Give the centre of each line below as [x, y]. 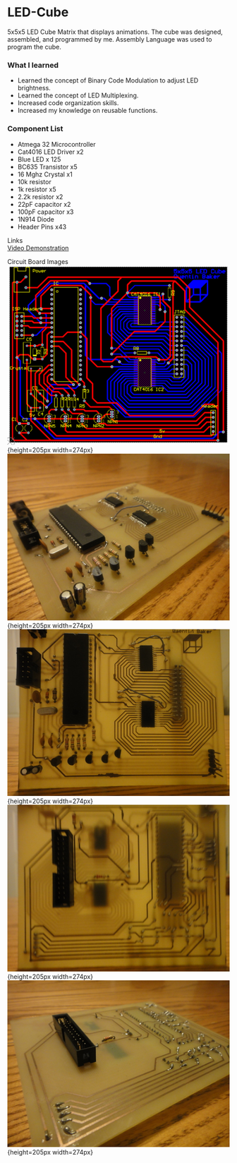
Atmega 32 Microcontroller [57, 144]
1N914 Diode [36, 219]
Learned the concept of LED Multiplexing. [78, 95]
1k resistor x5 [37, 189]
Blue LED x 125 [39, 159]
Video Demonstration [38, 248]
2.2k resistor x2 [40, 197]
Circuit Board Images [38, 261]
